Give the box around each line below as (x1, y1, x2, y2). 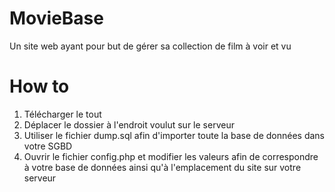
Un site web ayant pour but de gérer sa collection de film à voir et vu (9, 40, 292, 52)
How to (9, 75, 70, 98)
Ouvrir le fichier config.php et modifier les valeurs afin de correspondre (23, 150, 319, 162)
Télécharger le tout (23, 108, 102, 120)
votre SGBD (23, 140, 73, 152)
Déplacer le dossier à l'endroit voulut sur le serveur (23, 118, 235, 131)
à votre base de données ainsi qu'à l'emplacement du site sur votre (23, 161, 302, 173)
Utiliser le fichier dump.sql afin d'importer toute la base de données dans (23, 129, 326, 141)
